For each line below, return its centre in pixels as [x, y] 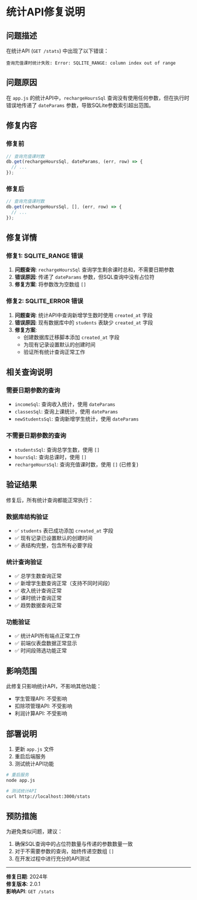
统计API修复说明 [45, 12]
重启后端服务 [30, 756]
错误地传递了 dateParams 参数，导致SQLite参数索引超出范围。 [80, 105]
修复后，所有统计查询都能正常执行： [50, 500]
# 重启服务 [18, 775]
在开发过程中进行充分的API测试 [52, 859]
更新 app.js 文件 [34, 749]
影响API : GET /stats [30, 891]
